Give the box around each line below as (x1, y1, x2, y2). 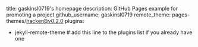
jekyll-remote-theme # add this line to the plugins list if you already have (14, 29, 193, 36)
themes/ (6, 18, 27, 24)
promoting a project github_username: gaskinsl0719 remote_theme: (6, 11, 171, 18)
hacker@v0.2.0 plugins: (26, 18, 84, 24)
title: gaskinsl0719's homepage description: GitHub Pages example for (6, 5, 178, 12)
